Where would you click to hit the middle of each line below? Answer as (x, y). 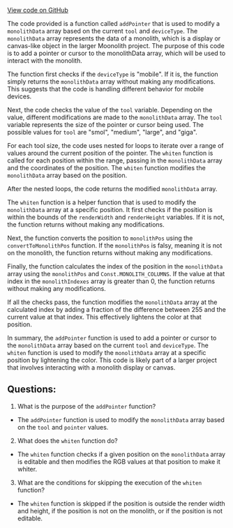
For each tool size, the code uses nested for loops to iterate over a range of (116, 145)
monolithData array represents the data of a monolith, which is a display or (114, 38)
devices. (20, 96)
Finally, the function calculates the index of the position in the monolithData (115, 266)
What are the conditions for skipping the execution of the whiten (110, 482)
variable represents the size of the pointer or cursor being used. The (106, 125)
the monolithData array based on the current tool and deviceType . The (108, 345)
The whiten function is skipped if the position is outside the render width (121, 503)
